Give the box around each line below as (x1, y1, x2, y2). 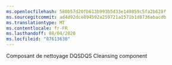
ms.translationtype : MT (6, 19, 65, 25)
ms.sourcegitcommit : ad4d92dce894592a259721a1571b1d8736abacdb (6, 14, 167, 20)
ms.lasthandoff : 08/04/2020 (6, 31, 76, 37)
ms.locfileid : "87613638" (6, 36, 70, 42)
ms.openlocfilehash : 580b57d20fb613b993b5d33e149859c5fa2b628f (6, 8, 167, 15)
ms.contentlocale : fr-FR (6, 25, 68, 31)
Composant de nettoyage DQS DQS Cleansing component (6, 53, 148, 59)
